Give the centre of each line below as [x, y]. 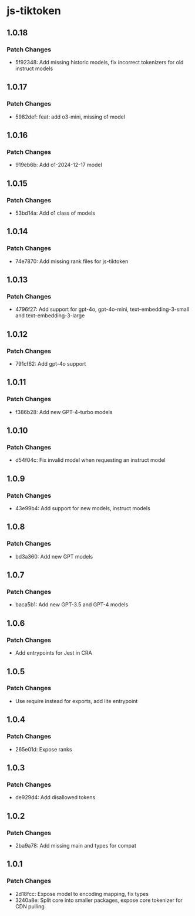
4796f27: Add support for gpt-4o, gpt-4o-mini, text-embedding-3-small [102, 309]
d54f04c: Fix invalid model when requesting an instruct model [90, 460]
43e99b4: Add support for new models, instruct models [83, 508]
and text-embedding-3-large [50, 316]
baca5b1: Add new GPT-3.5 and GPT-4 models [72, 605]
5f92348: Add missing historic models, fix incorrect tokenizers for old [99, 62]
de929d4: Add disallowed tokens [55, 797]
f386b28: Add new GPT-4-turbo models [64, 412]
